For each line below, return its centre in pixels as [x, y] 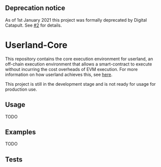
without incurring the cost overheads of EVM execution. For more [71, 69]
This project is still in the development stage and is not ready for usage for [80, 84]
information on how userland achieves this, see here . [59, 74]
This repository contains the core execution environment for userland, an [79, 59]
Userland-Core [36, 45]
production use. [21, 89]
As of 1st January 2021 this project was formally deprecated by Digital [76, 20]
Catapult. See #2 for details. [34, 25]
